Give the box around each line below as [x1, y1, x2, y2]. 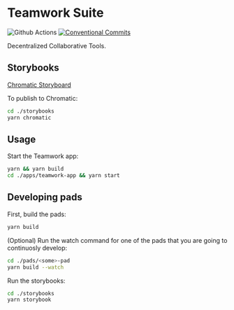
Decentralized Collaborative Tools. [7, 41, 106, 50]
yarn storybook [7, 296, 52, 304]
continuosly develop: [7, 244, 68, 252]
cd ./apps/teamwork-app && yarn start [7, 172, 120, 179]
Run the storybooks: [7, 276, 66, 285]
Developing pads [7, 191, 82, 204]
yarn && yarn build [7, 166, 64, 173]
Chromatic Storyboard [7, 80, 71, 89]
